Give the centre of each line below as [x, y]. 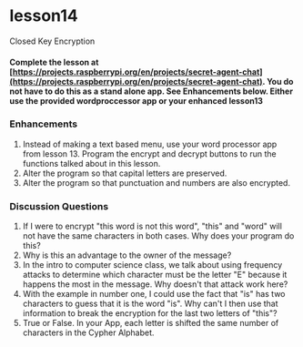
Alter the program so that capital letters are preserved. [125, 173]
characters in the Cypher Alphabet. [88, 332]
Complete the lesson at [54, 62]
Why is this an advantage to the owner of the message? [127, 255]
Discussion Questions [59, 206]
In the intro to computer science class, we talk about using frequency [152, 265]
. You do [278, 81]
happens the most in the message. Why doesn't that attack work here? [155, 284]
